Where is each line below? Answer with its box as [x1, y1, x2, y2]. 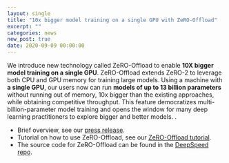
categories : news [7, 29, 57, 37]
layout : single [7, 10, 51, 17]
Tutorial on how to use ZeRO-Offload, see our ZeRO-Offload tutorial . [17, 133, 212, 142]
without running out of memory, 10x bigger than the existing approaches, [7, 90, 215, 99]
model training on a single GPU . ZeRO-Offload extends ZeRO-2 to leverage [7, 68, 222, 77]
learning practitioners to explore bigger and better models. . [7, 113, 177, 121]
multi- [197, 98, 215, 106]
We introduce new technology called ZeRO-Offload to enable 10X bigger [7, 61, 214, 69]
